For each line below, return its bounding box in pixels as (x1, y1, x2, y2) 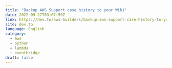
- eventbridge (10, 50, 40, 55)
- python (10, 41, 29, 46)
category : (5, 31, 27, 36)
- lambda (10, 46, 29, 51)
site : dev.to (5, 21, 33, 27)
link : (5, 17, 17, 22)
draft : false (5, 55, 33, 60)
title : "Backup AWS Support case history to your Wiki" (5, 7, 127, 13)
